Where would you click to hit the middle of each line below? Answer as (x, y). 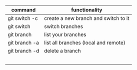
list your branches (65, 34)
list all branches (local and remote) (85, 43)
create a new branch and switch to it (87, 18)
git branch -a (23, 43)
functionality (87, 10)
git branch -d (23, 51)
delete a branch (62, 51)
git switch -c (23, 18)
